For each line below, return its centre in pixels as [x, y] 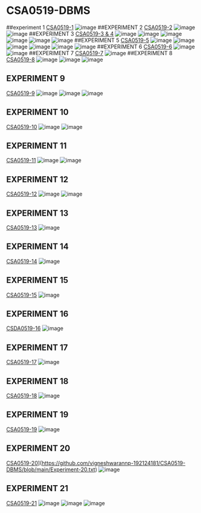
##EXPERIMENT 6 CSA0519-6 [135, 47]
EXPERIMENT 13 [37, 213]
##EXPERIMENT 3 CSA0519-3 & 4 [72, 33]
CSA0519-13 [22, 227]
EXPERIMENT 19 [37, 415]
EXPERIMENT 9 [36, 78]
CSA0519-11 [21, 161]
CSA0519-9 [21, 93]
